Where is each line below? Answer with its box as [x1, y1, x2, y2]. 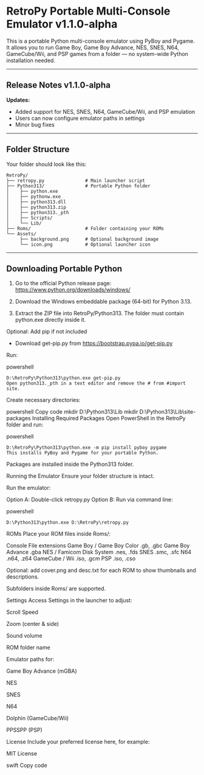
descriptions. [6, 573, 39, 580]
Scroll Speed [6, 608, 38, 616]
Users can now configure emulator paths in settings [15, 114, 145, 122]
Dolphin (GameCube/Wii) [6, 715, 69, 722]
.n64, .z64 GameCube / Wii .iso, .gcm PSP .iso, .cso [6, 555, 136, 562]
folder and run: [6, 421, 44, 428]
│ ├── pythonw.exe [6, 193, 61, 200]
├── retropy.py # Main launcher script [6, 178, 146, 184]
